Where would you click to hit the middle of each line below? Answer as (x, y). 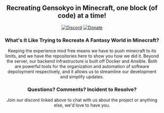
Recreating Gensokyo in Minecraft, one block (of (82, 8)
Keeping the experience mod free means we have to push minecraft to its (82, 51)
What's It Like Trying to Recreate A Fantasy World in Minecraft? (82, 40)
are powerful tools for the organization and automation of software (82, 67)
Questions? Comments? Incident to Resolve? (82, 90)
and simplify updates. (82, 77)
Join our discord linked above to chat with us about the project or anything (82, 100)
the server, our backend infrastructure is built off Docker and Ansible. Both (82, 61)
